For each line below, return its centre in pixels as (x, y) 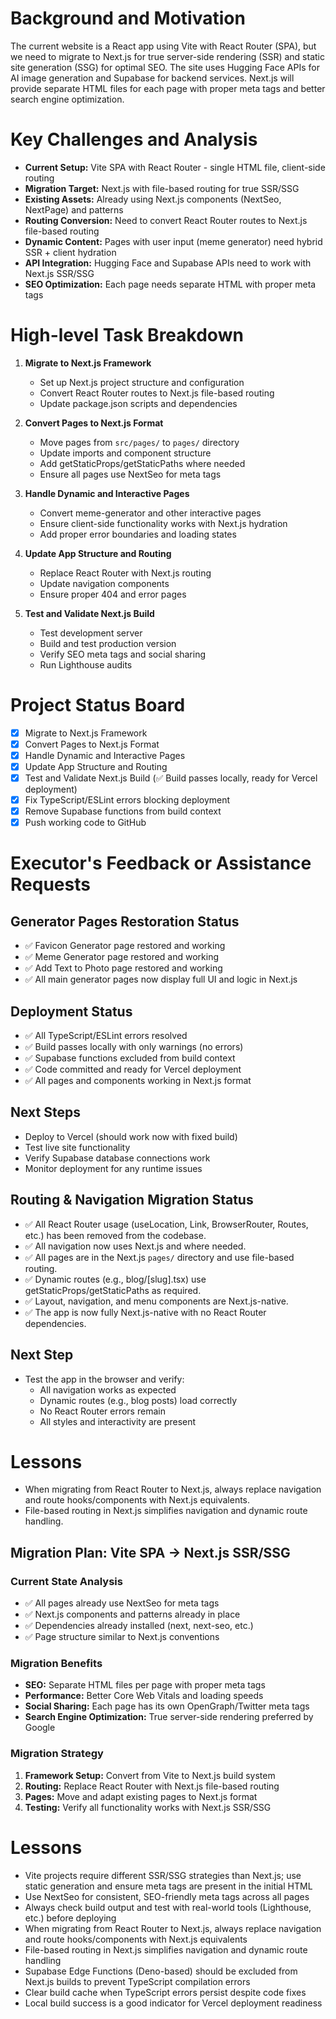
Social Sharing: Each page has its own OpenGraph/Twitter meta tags (167, 1706)
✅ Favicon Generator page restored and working (125, 946)
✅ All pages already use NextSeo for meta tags (122, 1603)
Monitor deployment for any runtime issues (113, 1168)
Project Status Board (98, 705)
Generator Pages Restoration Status (125, 921)
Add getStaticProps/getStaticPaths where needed (142, 463)
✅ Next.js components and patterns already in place (132, 1614)
